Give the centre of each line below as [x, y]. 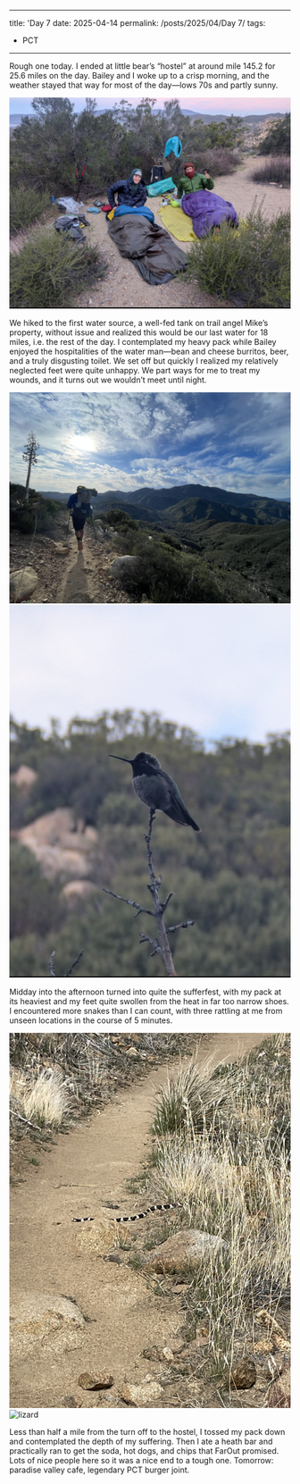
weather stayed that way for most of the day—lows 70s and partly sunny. [144, 85]
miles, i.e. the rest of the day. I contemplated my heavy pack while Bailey [143, 342]
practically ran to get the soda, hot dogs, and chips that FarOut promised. [144, 1451]
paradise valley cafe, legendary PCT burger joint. [100, 1470]
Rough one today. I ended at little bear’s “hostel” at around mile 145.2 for [142, 66]
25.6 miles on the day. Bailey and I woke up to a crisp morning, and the [139, 75]
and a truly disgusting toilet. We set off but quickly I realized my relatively [144, 361]
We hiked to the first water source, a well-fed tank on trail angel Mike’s [139, 323]
